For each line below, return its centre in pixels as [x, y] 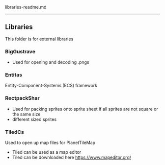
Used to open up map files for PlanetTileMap [50, 142]
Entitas [14, 75]
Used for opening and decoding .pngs [51, 62]
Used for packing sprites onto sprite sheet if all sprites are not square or [85, 109]
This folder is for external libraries [39, 39]
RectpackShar [23, 98]
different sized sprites [34, 119]
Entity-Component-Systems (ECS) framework [51, 86]
